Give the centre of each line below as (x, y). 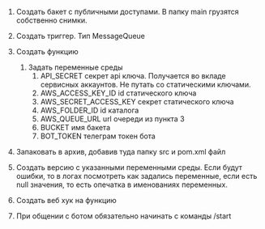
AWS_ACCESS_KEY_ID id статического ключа (118, 93)
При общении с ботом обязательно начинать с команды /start (124, 216)
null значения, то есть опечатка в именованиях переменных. (122, 184)
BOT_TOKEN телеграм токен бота (98, 136)
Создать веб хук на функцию (66, 200)
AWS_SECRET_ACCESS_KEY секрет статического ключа (137, 102)
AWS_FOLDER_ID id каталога (90, 110)
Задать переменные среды (75, 67)
